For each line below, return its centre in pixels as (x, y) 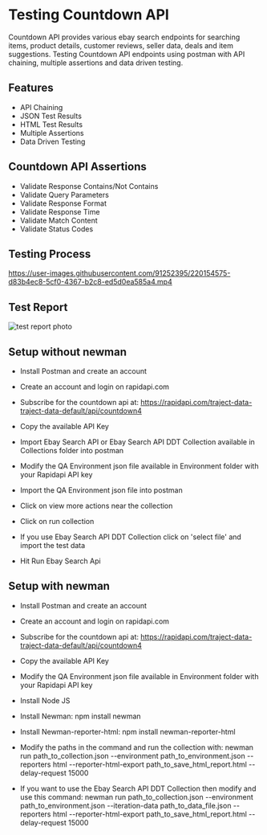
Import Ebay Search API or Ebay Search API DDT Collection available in (137, 442)
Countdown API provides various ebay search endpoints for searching (124, 37)
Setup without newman (67, 352)
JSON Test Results (51, 116)
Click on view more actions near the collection (96, 506)
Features (31, 88)
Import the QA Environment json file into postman (101, 490)
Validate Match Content (59, 220)
